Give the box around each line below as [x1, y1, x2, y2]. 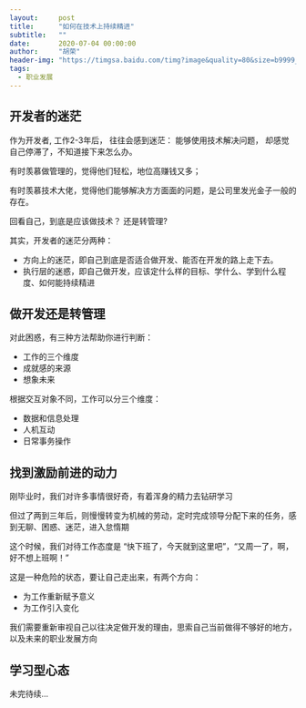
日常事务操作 [22, 436, 71, 446]
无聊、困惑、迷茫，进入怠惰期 [16, 521, 129, 533]
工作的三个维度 [22, 352, 79, 363]
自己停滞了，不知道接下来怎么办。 [9, 146, 138, 157]
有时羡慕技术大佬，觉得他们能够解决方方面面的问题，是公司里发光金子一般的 [9, 184, 297, 196]
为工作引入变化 [22, 602, 79, 613]
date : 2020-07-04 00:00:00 [9, 38, 137, 48]
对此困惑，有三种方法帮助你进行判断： [9, 332, 153, 343]
